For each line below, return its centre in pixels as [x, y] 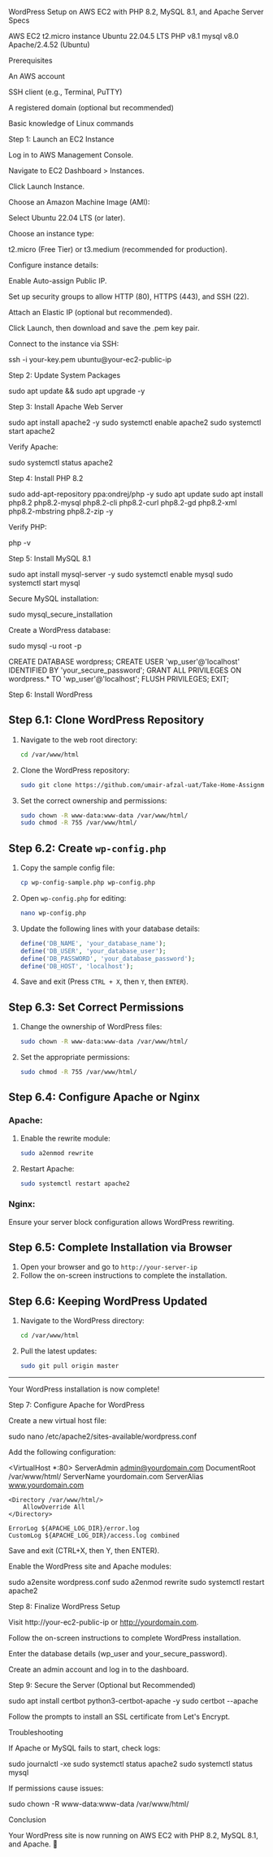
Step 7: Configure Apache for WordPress [76, 1405]
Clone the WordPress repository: [75, 770]
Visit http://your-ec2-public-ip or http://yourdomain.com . [104, 1622]
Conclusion [28, 1820]
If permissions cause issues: [56, 1788]
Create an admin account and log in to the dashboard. [99, 1669]
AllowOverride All [54, 1507]
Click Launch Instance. [47, 186]
